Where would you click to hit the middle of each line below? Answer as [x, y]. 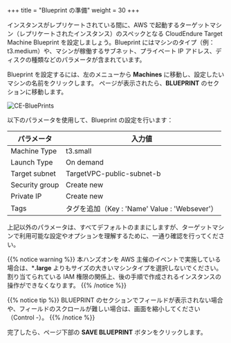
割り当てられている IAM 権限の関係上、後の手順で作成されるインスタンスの [114, 277]
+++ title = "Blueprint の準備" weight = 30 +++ [73, 10]
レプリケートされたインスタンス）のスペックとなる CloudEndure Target [121, 34]
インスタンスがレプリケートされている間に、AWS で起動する [93, 25]
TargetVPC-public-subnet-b [113, 174]
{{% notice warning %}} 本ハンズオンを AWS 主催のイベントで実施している [114, 259]
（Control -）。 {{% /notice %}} [51, 317]
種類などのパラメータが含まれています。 [88, 60]
